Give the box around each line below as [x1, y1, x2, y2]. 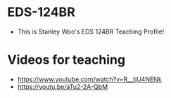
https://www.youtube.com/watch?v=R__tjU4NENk [17, 75, 162, 83]
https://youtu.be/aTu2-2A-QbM [17, 82, 108, 91]
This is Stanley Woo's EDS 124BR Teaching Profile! [17, 27, 165, 36]
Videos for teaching [7, 52, 125, 68]
